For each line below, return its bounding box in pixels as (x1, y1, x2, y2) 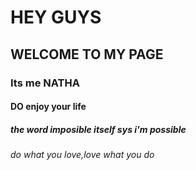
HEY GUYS (10, 6, 102, 29)
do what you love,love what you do (10, 149, 155, 161)
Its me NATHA (10, 76, 80, 90)
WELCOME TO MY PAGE (10, 46, 164, 63)
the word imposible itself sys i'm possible (10, 123, 187, 135)
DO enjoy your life (10, 101, 87, 113)
